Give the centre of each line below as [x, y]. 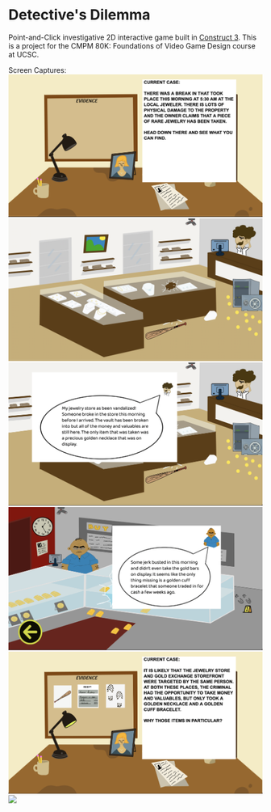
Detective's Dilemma [79, 15]
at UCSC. [24, 54]
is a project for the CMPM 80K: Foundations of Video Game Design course [132, 45]
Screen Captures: [38, 70]
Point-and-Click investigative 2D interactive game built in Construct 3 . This [132, 37]
